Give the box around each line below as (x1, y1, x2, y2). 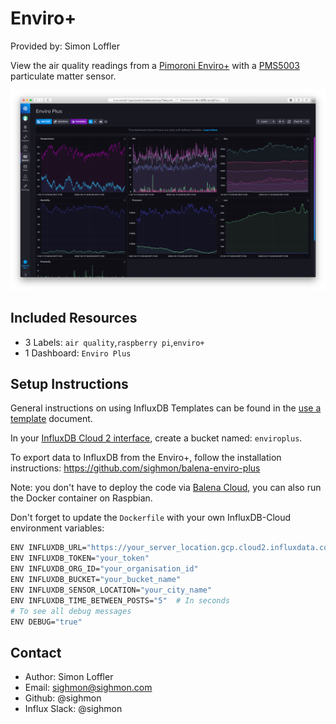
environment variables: (10, 522, 105, 534)
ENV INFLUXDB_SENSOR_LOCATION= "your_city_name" (10, 585, 213, 595)
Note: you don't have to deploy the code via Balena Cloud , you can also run (10, 482, 322, 494)
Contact (10, 644, 62, 661)
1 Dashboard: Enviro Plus (24, 347, 132, 359)
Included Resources (10, 310, 138, 327)
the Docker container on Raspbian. (10, 492, 153, 504)
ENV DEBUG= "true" (10, 617, 83, 627)
